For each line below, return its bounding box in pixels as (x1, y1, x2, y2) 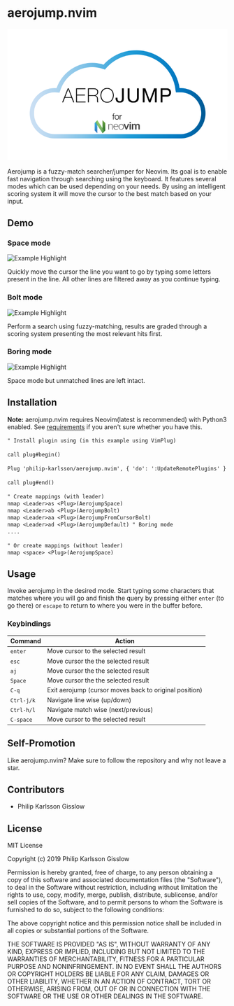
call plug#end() (7, 479, 54, 486)
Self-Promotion (7, 737, 75, 750)
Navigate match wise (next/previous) (47, 705, 154, 713)
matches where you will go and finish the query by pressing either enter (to (7, 594, 225, 603)
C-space (10, 716, 33, 724)
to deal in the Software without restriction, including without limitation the (7, 883, 218, 892)
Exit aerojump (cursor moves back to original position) (47, 686, 203, 694)
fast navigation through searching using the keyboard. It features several (7, 174, 217, 183)
